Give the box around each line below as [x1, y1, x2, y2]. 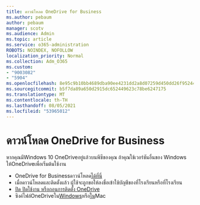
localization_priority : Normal [6, 53, 84, 59]
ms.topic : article [6, 36, 52, 42]
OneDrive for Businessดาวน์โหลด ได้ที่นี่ [14, 172, 102, 179]
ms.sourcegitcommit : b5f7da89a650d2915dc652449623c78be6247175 [6, 86, 167, 92]
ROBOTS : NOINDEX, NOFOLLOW [6, 48, 73, 53]
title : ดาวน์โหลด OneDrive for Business [6, 8, 102, 15]
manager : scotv [6, 25, 44, 31]
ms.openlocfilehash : [6, 81, 58, 87]
